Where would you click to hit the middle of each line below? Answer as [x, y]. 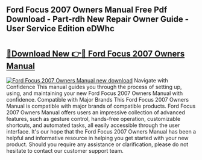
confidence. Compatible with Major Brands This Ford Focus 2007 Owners [97, 100]
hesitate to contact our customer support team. [65, 151]
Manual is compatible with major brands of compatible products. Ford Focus [101, 106]
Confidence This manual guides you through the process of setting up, [94, 87]
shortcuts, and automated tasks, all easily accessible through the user [93, 125]
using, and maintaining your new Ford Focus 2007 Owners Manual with [95, 93]
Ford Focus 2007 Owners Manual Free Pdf [87, 10]
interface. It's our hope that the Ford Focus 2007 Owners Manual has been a [101, 131]
